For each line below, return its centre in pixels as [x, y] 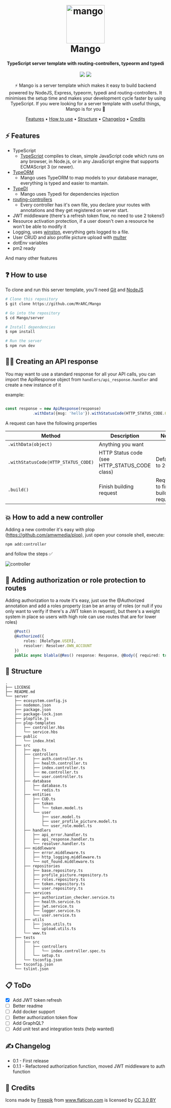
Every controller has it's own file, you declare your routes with [85, 205]
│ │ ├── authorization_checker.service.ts [65, 898]
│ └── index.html [35, 741]
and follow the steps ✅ [29, 554]
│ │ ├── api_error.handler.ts [51, 835]
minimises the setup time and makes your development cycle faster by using [85, 98]
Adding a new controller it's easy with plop [50, 530]
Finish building [116, 486]
